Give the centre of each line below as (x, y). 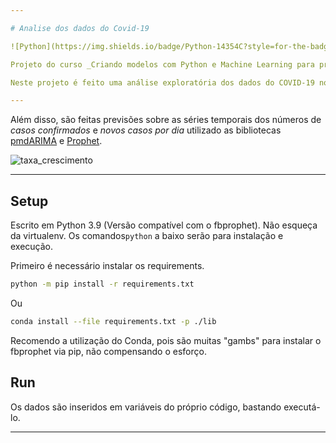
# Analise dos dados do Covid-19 (80, 28)
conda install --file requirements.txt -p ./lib (113, 321)
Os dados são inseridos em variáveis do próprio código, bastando (146, 407)
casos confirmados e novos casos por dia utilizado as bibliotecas (146, 130)
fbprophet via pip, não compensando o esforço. (108, 351)
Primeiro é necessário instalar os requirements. (107, 266)
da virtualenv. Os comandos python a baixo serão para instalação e (147, 236)
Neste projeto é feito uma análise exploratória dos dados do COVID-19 (162, 82)
